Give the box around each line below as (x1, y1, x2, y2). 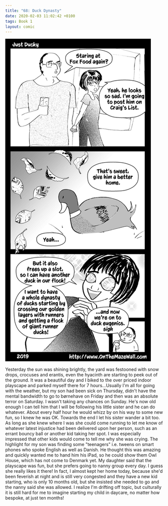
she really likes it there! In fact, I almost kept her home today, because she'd (5, 468, 163, 474)
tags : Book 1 (5, 19, 33, 24)
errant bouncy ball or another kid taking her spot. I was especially (5, 431, 141, 437)
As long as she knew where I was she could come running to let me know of (5, 420, 163, 426)
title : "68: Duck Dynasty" (5, 8, 62, 13)
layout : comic (5, 24, 35, 29)
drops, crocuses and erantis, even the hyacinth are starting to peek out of (5, 372, 158, 378)
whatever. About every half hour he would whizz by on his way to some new (5, 409, 163, 415)
